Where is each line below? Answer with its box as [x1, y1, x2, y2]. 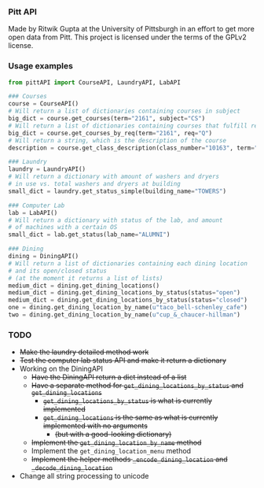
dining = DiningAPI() [8, 253, 79, 261]
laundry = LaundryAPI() [8, 165, 86, 173]
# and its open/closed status [8, 267, 108, 275]
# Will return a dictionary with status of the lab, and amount [8, 216, 223, 224]
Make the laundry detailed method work [19, 347, 149, 357]
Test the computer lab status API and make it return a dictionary [19, 356, 226, 365]
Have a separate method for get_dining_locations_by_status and [31, 381, 244, 390]
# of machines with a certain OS [8, 224, 118, 231]
